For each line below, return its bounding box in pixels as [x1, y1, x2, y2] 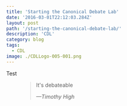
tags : [6, 43, 20, 49]
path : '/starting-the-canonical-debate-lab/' [6, 25, 122, 32]
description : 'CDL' [6, 31, 55, 37]
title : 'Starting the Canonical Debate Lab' [6, 8, 119, 15]
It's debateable [35, 81, 73, 89]
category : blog [6, 37, 44, 43]
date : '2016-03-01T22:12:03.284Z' [6, 14, 93, 20]
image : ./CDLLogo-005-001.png [6, 53, 82, 59]
